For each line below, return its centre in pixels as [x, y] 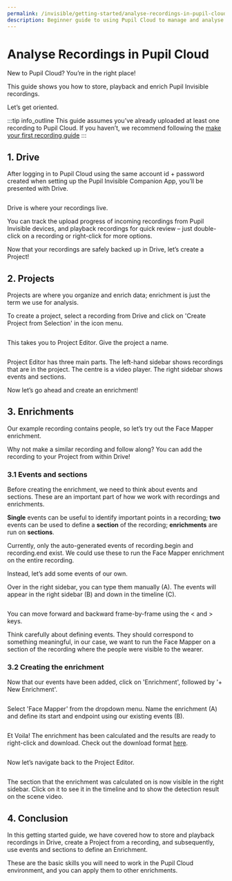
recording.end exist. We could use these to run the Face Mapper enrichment [116, 553]
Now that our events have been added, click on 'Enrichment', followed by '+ [115, 682]
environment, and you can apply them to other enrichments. [93, 871]
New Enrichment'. [32, 690]
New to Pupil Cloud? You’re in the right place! [71, 73]
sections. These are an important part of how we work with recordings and [114, 497]
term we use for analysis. [43, 303]
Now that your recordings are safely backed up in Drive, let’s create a [106, 249]
